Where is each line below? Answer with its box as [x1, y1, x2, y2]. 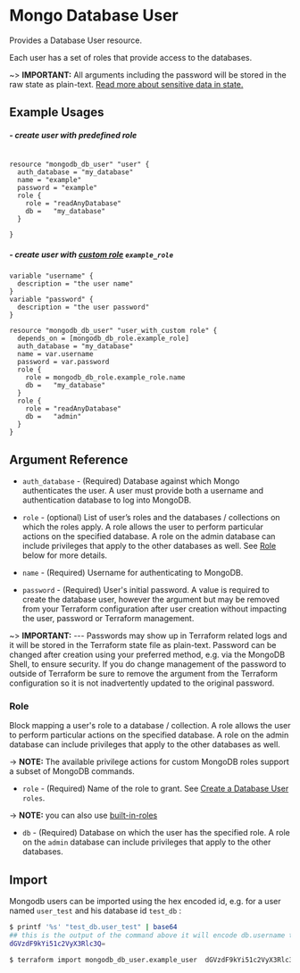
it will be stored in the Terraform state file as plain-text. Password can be [9, 640, 277, 651]
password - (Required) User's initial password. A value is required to [21, 585, 270, 595]
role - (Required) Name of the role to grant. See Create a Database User [21, 783, 289, 794]
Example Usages [9, 104, 104, 121]
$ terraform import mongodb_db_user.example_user [9, 955, 198, 964]
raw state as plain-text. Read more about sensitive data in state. [9, 79, 244, 89]
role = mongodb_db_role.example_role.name [25, 373, 186, 382]
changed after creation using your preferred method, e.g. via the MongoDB [9, 649, 286, 661]
